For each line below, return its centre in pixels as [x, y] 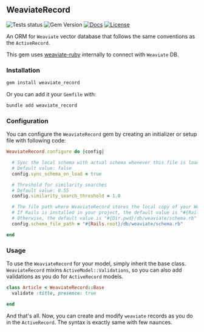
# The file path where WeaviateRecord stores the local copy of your [101, 207]
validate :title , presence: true [54, 293]
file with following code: [36, 141]
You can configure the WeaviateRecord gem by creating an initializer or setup [102, 134]
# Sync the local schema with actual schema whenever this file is [99, 163]
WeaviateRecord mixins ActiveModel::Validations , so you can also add [94, 270]
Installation [23, 70]
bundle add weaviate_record [42, 105]
